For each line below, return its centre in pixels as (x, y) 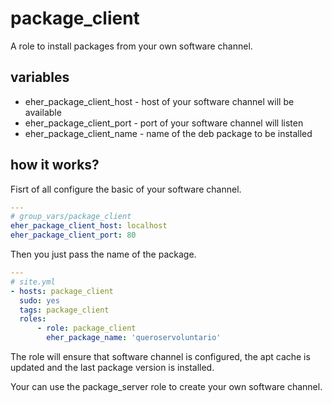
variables (40, 77)
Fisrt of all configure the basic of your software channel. (126, 189)
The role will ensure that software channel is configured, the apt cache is (160, 357)
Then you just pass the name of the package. (103, 254)
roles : (33, 319)
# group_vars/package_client (71, 217)
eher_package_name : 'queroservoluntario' (134, 338)
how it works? (55, 165)
